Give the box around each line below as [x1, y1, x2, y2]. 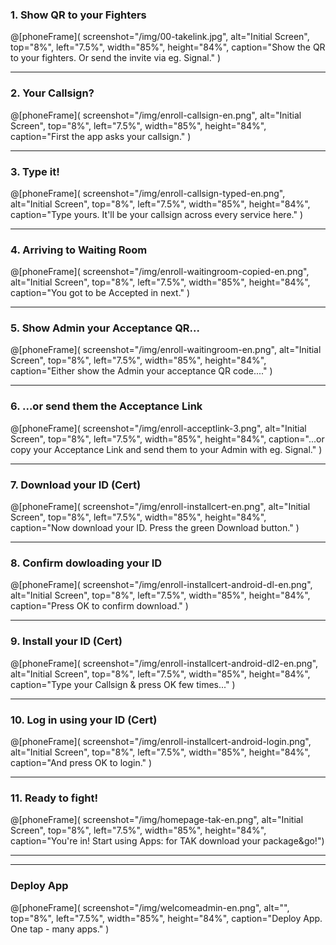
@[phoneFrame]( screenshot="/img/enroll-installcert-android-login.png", [10, 735, 312, 747]
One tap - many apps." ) [10, 923, 110, 935]
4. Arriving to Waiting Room [10, 243, 148, 257]
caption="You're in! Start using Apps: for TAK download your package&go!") [10, 835, 325, 847]
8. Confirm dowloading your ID [10, 556, 163, 570]
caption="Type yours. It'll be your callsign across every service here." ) [10, 208, 303, 220]
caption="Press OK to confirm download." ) [10, 600, 189, 612]
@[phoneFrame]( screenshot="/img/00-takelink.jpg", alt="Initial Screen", [10, 31, 310, 43]
